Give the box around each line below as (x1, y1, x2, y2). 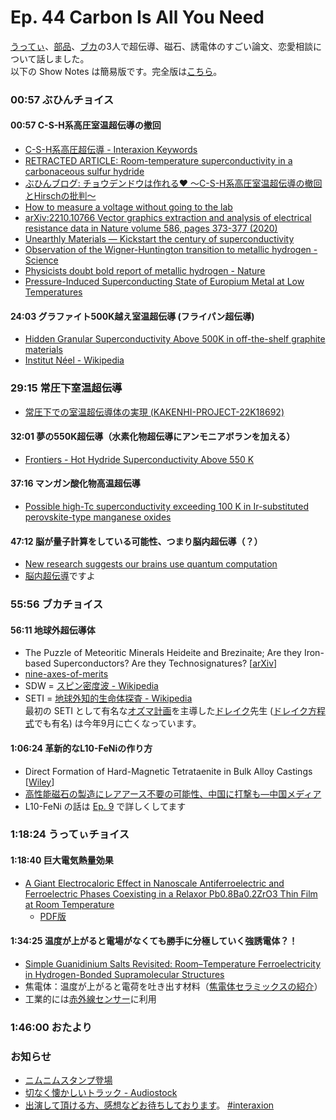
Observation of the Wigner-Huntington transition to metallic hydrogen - (24, 244, 318, 256)
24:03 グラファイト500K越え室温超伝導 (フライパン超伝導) (10, 310, 255, 322)
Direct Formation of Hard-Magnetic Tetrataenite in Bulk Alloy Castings (24, 765, 313, 777)
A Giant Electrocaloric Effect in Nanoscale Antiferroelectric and (24, 877, 285, 889)
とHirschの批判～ (24, 190, 97, 202)
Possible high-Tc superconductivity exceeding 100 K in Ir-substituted (24, 500, 309, 512)
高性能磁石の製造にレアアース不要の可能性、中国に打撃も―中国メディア (24, 787, 322, 800)
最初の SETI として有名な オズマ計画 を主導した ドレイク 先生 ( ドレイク (24, 705, 308, 717)
